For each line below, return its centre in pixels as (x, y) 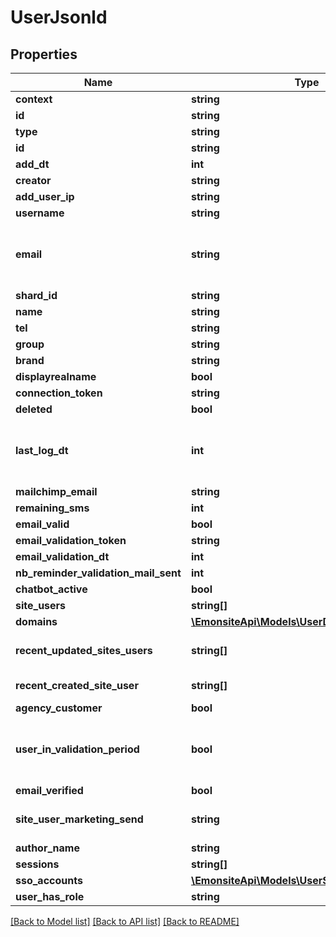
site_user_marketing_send (79, 819)
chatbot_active (51, 589)
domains (36, 621)
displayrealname (56, 376)
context (34, 99)
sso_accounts (49, 880)
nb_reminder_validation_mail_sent (98, 573)
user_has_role (50, 896)
